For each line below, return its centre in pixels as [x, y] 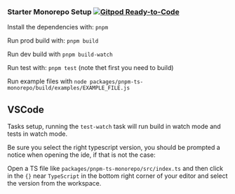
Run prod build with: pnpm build [53, 41]
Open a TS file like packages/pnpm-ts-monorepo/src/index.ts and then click [115, 169]
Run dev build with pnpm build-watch [60, 54]
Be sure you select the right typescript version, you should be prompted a [114, 148]
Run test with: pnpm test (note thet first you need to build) [90, 68]
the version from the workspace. [54, 183]
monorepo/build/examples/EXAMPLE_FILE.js [69, 88]
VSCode [26, 110]
